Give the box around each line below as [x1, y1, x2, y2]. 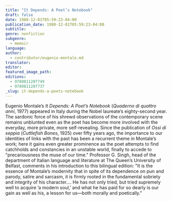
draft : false [5, 12, 33, 17]
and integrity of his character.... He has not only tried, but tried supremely [5, 179, 161, 185]
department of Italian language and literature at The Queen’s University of [5, 157, 161, 163]
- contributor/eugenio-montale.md [10, 55, 84, 61]
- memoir [10, 41, 29, 46]
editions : [5, 74, 27, 79]
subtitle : [5, 27, 27, 32]
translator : [5, 60, 31, 65]
